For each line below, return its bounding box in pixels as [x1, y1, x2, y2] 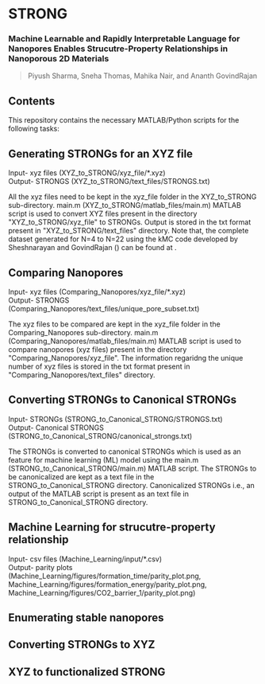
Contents [8, 94, 56, 107]
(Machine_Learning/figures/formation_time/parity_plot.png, [8, 571, 202, 580]
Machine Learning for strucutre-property [8, 521, 216, 534]
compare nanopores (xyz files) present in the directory [8, 344, 187, 354]
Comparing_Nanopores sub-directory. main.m [8, 327, 159, 337]
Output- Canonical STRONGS [8, 423, 105, 432]
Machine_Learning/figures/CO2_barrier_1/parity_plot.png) [8, 588, 196, 597]
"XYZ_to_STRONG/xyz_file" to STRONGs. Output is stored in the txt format [8, 217, 252, 227]
